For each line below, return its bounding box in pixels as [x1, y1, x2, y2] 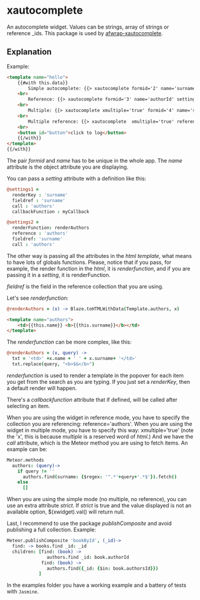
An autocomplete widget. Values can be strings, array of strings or [7, 23, 169, 30]
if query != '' [17, 468, 55, 474]
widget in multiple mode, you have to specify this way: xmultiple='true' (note [7, 427, 194, 434]
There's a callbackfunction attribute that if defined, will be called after [7, 396, 177, 403]
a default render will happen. [7, 384, 77, 391]
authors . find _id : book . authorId [46, 554, 129, 560]
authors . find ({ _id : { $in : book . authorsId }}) [46, 565, 159, 571]
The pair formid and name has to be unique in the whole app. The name [7, 157, 183, 164]
